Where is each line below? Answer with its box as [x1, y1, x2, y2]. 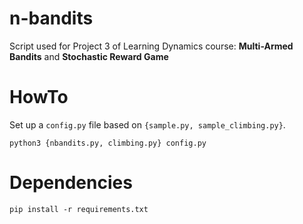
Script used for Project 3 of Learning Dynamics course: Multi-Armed [9, 40, 294, 52]
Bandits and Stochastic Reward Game [9, 50, 169, 62]
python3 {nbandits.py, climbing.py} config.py [9, 138, 207, 148]
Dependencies [9, 172, 133, 194]
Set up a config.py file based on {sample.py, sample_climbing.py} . [9, 118, 286, 131]
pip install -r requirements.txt [9, 204, 149, 214]
